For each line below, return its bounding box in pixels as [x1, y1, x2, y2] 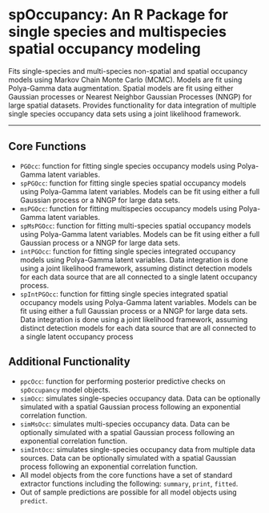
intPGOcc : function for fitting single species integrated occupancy [19, 246, 236, 256]
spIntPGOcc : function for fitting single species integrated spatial [19, 289, 228, 299]
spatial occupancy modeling [8, 40, 202, 58]
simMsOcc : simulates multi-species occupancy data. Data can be [19, 419, 231, 429]
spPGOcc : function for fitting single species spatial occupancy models [19, 178, 247, 188]
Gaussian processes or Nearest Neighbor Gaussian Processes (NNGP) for [8, 92, 252, 101]
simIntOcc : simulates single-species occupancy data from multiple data [19, 444, 256, 454]
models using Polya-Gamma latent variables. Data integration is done [19, 254, 248, 264]
